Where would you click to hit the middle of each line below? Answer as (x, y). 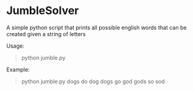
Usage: (15, 46)
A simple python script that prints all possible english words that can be (96, 27)
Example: (18, 69)
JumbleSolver (43, 11)
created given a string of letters (46, 34)
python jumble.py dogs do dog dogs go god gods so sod (93, 81)
